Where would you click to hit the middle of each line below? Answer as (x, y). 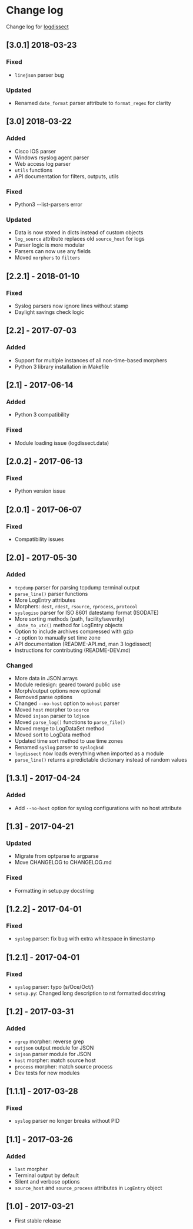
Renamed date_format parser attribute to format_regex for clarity (93, 103)
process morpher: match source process (64, 1066)
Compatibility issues (39, 539)
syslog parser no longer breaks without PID (67, 1121)
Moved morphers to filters (47, 258)
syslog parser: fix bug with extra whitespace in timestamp (85, 939)
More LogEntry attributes (45, 600)
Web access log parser (43, 163)
